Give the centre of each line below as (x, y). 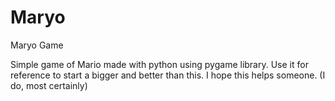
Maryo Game (37, 45)
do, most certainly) (49, 85)
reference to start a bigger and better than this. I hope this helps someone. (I (168, 75)
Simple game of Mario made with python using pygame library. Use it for (159, 64)
